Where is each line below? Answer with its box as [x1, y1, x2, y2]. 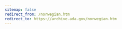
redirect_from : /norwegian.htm [4, 12, 70, 17]
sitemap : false [4, 7, 36, 12]
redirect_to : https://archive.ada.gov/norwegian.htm [4, 16, 117, 21]
